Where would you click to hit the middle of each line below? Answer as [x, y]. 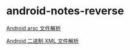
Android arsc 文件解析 [34, 28]
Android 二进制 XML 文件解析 [43, 40]
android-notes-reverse [65, 11]
